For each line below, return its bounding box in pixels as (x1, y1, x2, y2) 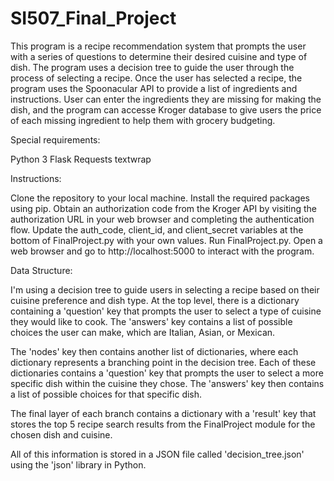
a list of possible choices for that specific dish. (10, 388, 203, 400)
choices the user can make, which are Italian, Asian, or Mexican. (10, 326, 276, 338)
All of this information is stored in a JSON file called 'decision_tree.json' (10, 448, 305, 460)
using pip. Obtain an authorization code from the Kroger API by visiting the (10, 202, 318, 214)
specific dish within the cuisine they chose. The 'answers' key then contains (10, 377, 325, 389)
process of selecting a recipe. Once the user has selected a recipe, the (10, 72, 303, 84)
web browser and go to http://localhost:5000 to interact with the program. (10, 245, 315, 257)
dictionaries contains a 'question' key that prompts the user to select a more (10, 367, 324, 379)
